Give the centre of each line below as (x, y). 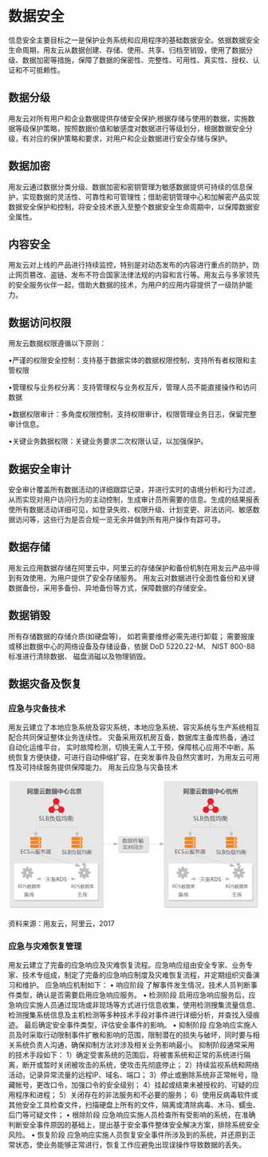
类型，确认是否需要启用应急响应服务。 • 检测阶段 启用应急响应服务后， (132, 995)
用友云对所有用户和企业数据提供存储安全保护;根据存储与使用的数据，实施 (128, 118)
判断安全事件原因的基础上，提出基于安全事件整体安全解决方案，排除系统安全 (134, 1125)
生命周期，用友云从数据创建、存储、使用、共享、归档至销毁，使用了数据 (127, 50)
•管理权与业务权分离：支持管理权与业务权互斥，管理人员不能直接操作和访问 (132, 388)
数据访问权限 (40, 322)
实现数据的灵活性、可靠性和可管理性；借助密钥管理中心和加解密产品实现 (141, 197)
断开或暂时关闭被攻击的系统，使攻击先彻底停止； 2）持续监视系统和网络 (140, 1065)
